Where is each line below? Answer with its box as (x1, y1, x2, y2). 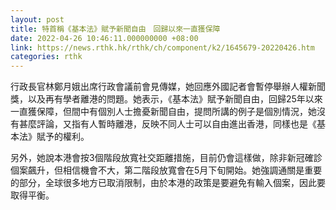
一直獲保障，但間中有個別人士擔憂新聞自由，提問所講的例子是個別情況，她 (10, 106, 317, 118)
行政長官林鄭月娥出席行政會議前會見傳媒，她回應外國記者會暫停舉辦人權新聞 (10, 81, 326, 93)
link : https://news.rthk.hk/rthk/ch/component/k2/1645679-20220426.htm (10, 42, 315, 53)
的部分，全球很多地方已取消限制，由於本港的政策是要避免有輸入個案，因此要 (10, 177, 326, 189)
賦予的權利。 (36, 131, 90, 143)
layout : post (10, 14, 65, 25)
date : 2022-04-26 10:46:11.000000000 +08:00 (10, 33, 199, 43)
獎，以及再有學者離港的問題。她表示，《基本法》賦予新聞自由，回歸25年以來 (10, 93, 323, 105)
